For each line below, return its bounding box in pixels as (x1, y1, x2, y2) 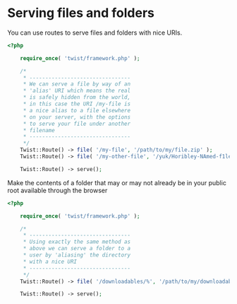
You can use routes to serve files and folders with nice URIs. (7, 28, 183, 37)
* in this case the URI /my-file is (23, 100, 131, 107)
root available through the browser (7, 186, 108, 194)
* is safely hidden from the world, (23, 94, 131, 101)
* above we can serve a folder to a (23, 245, 131, 252)
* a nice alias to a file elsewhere (23, 107, 131, 114)
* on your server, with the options (23, 113, 131, 121)
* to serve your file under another (23, 120, 131, 127)
